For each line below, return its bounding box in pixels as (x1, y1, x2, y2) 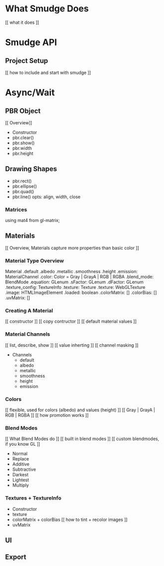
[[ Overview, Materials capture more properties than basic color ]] (5, 245, 140, 251)
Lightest (12, 477, 29, 483)
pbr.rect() (12, 178, 32, 184)
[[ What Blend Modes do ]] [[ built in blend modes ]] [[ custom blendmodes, (5, 436, 160, 442)
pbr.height (12, 150, 34, 156)
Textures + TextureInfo (5, 495, 61, 502)
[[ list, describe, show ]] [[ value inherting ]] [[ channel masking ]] (5, 342, 139, 348)
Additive (12, 461, 30, 467)
